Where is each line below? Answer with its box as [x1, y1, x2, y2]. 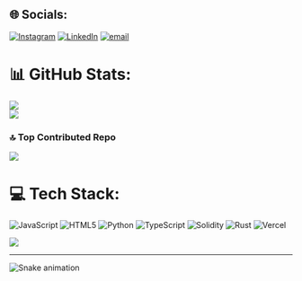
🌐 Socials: [9, 7, 68, 22]
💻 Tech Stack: [9, 184, 120, 205]
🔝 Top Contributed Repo [9, 130, 117, 143]
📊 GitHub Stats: [9, 65, 132, 84]
